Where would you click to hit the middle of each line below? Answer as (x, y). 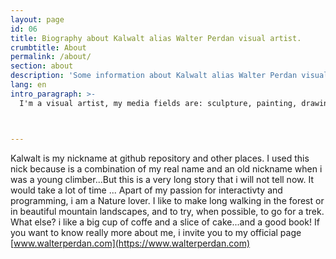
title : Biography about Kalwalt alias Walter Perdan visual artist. (156, 38)
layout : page (37, 19)
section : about (42, 66)
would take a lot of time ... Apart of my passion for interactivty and (146, 190)
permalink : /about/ (51, 57)
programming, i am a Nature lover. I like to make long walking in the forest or (167, 200)
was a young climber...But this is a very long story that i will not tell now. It (162, 179)
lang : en (28, 85)
